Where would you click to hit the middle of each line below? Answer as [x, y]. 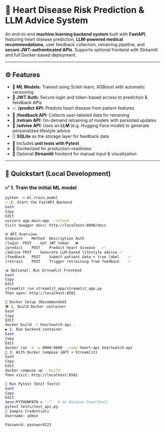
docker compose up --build [33, 371]
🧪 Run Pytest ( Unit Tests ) [33, 384]
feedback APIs [27, 102]
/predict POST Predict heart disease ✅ [55, 248]
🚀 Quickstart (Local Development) [58, 174]
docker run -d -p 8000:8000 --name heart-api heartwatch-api [69, 348]
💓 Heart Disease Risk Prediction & [75, 10]
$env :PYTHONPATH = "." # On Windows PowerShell [57, 402]
